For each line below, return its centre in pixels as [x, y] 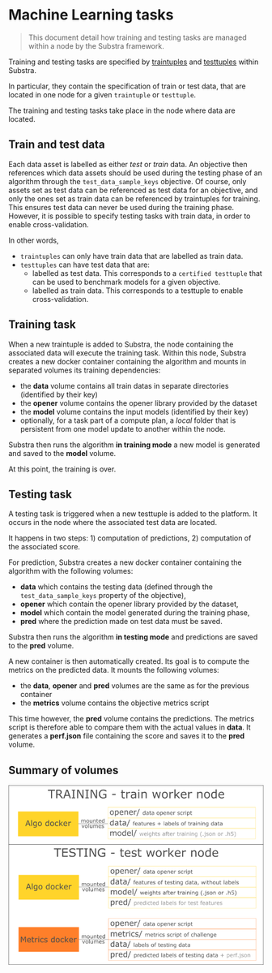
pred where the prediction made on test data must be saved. [121, 622]
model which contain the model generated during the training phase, [135, 613]
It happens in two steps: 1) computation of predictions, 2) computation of [130, 538]
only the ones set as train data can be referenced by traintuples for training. [134, 198]
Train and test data [57, 145]
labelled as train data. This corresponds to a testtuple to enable [138, 291]
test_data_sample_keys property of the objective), [103, 596]
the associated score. [45, 547]
